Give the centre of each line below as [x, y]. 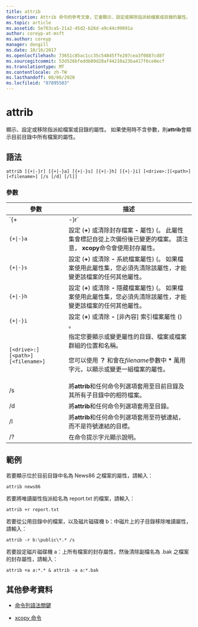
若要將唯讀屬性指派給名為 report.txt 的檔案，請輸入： [71, 498]
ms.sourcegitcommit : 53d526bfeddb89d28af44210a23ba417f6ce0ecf [85, 61]
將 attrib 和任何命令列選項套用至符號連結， [126, 418]
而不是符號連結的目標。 [101, 426]
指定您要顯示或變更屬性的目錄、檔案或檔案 [128, 337]
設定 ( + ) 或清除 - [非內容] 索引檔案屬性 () [126, 317]
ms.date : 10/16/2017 [32, 50]
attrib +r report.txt [33, 509]
